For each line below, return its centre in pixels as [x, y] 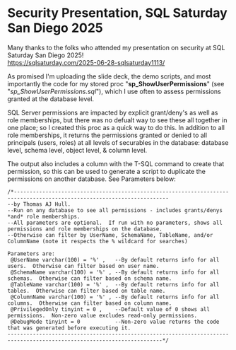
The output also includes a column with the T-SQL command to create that [116, 163]
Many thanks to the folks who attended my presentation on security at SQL [116, 47]
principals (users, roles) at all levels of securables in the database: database [118, 142]
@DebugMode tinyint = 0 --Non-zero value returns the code [115, 322]
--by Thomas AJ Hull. [39, 204]
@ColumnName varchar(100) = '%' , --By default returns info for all [115, 297]
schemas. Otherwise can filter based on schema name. [90, 278]
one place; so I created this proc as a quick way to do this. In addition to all [116, 127]
